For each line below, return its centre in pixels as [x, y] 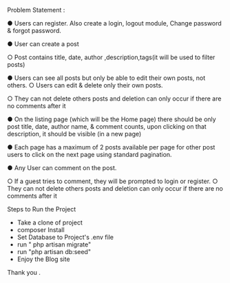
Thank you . [24, 272]
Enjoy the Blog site [43, 259]
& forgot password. [34, 31]
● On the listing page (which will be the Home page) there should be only [112, 119]
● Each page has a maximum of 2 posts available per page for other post [111, 147]
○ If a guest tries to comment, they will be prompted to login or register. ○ [113, 181]
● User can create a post [43, 44]
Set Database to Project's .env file [65, 237]
